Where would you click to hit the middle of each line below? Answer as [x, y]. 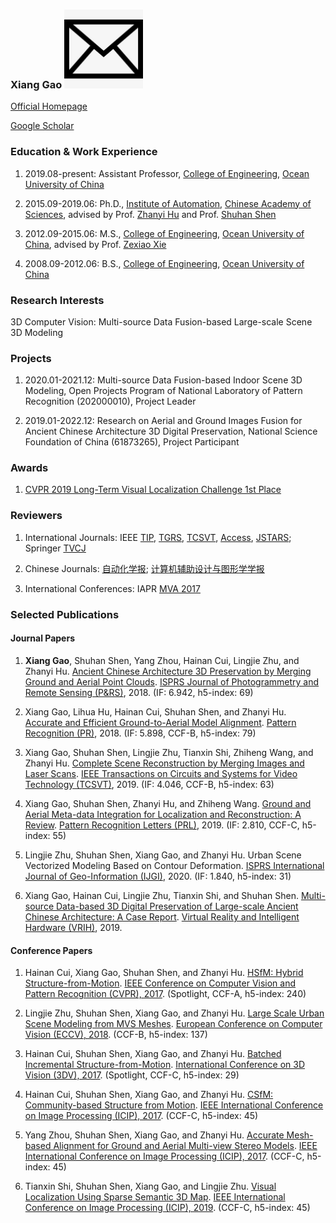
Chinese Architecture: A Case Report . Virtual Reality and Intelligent [162, 916]
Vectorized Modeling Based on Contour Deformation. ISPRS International [174, 865]
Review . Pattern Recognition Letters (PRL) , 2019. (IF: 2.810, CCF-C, [162, 825]
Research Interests [57, 300]
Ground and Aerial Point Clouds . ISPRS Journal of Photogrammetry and [172, 681]
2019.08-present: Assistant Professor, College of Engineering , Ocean [167, 173]
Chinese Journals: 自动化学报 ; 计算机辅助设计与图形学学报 [144, 568]
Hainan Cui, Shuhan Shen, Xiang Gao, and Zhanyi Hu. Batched [153, 1054]
